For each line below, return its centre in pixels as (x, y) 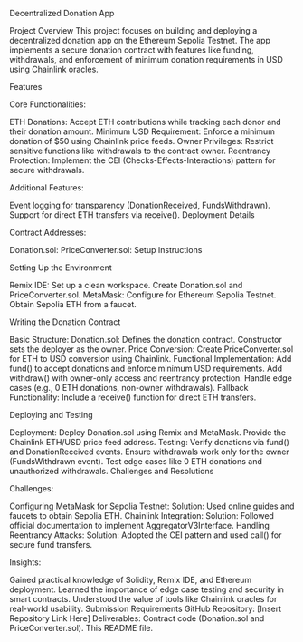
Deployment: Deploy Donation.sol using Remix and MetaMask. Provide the (148, 433)
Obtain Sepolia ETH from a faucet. (73, 304)
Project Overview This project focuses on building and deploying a (133, 30)
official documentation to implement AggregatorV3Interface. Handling (139, 525)
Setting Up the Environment (61, 267)
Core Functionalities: (47, 104)
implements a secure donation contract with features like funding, (132, 50)
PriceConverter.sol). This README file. (81, 628)
